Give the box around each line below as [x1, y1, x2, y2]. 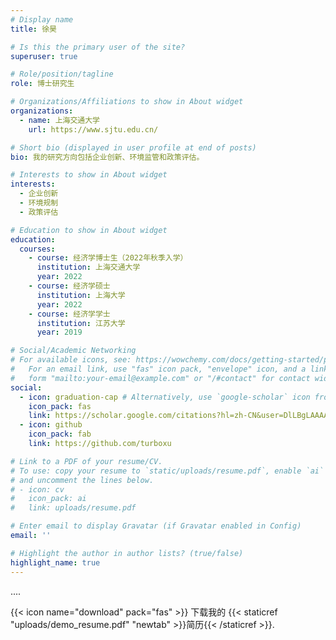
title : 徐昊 [10, 24, 57, 34]
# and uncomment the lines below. [10, 475, 155, 485]
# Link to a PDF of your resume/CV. [10, 456, 163, 466]
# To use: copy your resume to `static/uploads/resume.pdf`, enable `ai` [10, 466, 325, 476]
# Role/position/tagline [10, 69, 114, 80]
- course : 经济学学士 [28, 309, 111, 319]
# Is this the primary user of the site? [10, 42, 186, 52]
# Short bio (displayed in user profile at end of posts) [10, 142, 257, 153]
